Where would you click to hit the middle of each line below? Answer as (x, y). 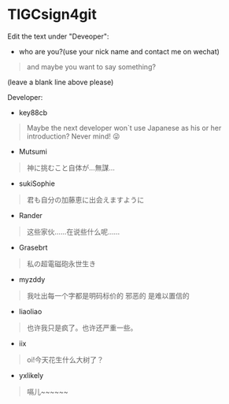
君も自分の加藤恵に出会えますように (85, 199)
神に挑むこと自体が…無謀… (70, 168)
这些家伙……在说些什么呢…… (73, 232)
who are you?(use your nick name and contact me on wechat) (119, 51)
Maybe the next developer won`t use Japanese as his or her (124, 128)
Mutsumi (33, 151)
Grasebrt (33, 247)
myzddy (32, 279)
